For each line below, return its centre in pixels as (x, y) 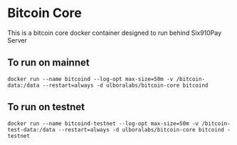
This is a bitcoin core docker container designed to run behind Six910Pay (115, 33)
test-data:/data (31, 129)
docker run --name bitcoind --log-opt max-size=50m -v (90, 79)
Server (17, 40)
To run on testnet (46, 107)
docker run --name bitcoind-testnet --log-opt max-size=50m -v (103, 123)
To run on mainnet (49, 63)
